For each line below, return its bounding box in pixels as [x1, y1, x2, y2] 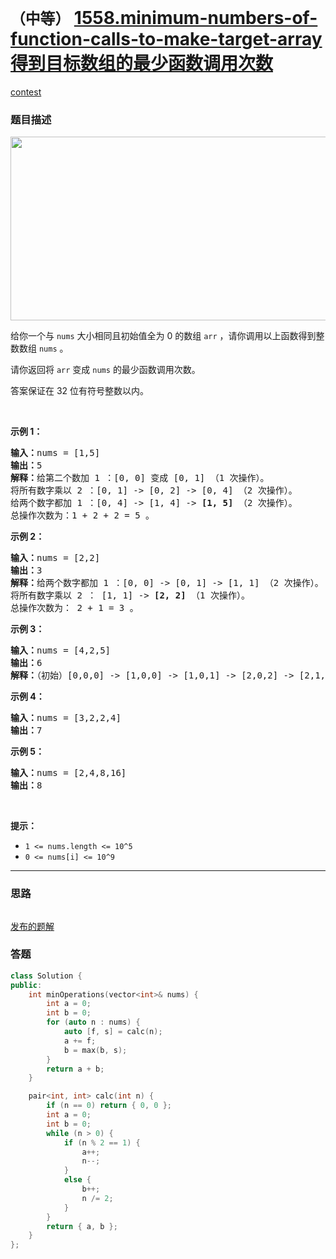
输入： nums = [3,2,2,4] [10, 712, 122, 724]
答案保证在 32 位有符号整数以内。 [10, 385, 150, 397]
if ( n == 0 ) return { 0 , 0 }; [46, 1101, 172, 1111]
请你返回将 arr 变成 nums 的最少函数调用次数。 [10, 364, 201, 376]
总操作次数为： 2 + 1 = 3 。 [10, 602, 139, 614]
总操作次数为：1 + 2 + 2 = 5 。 [10, 510, 155, 521]
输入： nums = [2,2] [10, 552, 101, 564]
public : [10, 980, 43, 990]
